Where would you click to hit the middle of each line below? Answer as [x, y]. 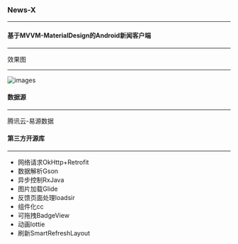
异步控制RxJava [41, 179]
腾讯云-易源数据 [31, 121]
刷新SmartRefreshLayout [54, 233]
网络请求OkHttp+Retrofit [53, 162]
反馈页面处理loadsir [46, 197]
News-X [22, 10]
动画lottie [31, 224]
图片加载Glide [38, 189]
